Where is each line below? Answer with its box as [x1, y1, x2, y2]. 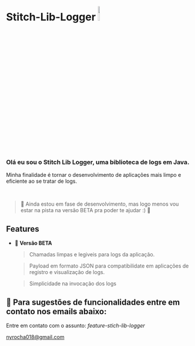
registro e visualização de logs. [29, 269, 105, 276]
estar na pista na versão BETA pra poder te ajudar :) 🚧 [20, 207, 151, 214]
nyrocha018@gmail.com [6, 334, 65, 341]
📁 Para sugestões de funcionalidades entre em [6, 297, 180, 307]
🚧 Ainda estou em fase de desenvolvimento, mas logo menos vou [20, 200, 179, 207]
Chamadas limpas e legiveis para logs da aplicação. [29, 251, 155, 258]
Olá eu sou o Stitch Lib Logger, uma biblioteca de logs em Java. [6, 158, 190, 166]
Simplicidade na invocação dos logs [29, 280, 116, 287]
